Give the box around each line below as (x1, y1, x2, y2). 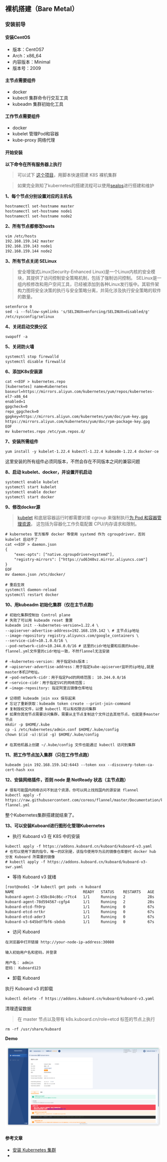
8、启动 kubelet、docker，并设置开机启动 (5, 469, 92, 475)
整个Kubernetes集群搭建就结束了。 (5, 812, 77, 818)
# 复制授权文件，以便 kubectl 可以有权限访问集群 (5, 707, 96, 712)
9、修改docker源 (5, 504, 41, 510)
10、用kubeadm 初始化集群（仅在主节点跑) (5, 602, 93, 608)
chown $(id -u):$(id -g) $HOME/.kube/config (5, 732, 99, 738)
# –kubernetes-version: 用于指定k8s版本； (5, 659, 89, 664)
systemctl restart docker (5, 592, 59, 598)
